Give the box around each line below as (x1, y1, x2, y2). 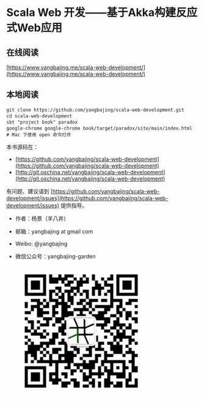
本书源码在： (6, 143, 38, 151)
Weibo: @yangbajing (15, 240, 68, 247)
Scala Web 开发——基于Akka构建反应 (6, 6, 198, 20)
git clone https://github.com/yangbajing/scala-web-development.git (6, 106, 184, 113)
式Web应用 (6, 21, 62, 35)
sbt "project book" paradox (6, 119, 78, 125)
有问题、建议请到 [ (6, 187, 53, 195)
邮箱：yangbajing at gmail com (15, 228, 93, 235)
